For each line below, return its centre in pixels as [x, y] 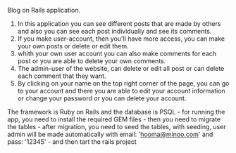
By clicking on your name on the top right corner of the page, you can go [123, 83]
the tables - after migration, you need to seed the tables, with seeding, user [117, 127]
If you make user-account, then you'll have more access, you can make [121, 39]
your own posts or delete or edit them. [73, 46]
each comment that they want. [62, 76]
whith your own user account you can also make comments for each [117, 53]
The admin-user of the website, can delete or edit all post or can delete [121, 68]
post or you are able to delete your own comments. [92, 61]
